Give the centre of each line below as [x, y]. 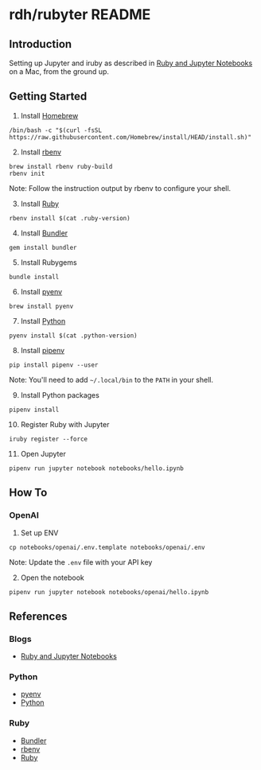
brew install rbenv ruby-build [61, 166]
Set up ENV [39, 533]
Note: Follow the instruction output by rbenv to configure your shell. [120, 188]
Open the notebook [52, 577]
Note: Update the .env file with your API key [81, 562]
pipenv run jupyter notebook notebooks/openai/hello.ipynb [109, 592]
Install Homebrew [49, 115]
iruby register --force [49, 439]
